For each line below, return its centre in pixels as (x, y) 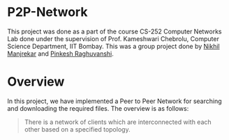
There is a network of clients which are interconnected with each (118, 122)
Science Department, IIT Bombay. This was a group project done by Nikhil (113, 46)
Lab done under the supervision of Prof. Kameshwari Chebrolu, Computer (113, 38)
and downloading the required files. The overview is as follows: (98, 108)
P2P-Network (47, 12)
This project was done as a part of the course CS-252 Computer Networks (114, 31)
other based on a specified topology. (77, 129)
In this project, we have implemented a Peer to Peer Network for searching (114, 101)
